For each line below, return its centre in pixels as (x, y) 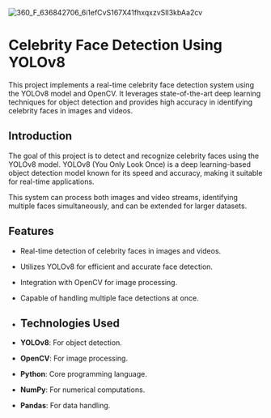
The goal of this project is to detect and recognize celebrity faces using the (134, 156)
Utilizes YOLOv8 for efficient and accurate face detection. (116, 267)
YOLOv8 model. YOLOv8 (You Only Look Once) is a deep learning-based (129, 164)
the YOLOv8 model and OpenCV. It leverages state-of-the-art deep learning (135, 93)
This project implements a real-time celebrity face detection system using (131, 84)
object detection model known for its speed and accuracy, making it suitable (135, 173)
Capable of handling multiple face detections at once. (110, 298)
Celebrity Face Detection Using (115, 45)
